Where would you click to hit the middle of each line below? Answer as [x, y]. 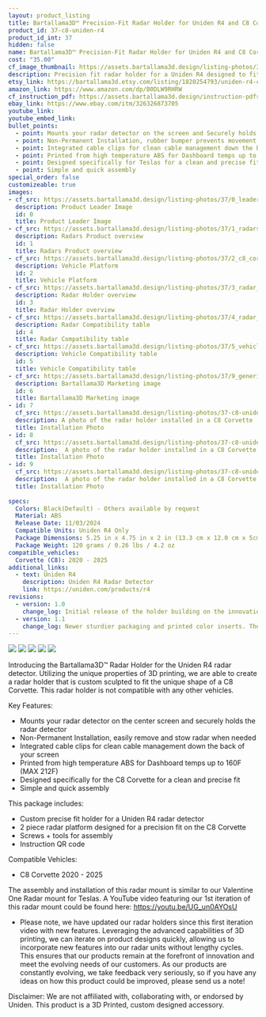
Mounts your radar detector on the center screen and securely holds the [137, 721]
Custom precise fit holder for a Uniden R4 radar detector [112, 819]
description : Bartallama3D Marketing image [88, 383]
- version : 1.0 [40, 604]
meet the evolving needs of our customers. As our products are [123, 964]
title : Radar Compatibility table [72, 340]
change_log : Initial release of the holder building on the [123, 611]
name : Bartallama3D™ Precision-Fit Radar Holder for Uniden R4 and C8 [127, 52]
